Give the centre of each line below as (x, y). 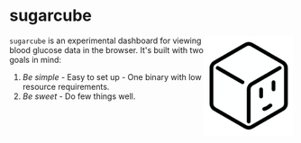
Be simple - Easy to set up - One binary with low (112, 76)
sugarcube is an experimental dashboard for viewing (105, 40)
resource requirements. (66, 86)
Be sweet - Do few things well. (79, 96)
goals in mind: (35, 59)
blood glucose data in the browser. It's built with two (107, 49)
